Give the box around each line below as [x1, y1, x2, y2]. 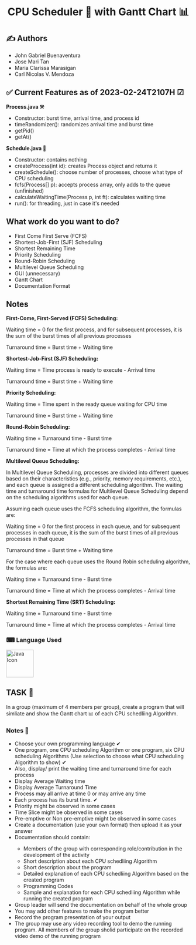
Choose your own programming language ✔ [14, 740, 121, 747]
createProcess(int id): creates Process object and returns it [14, 162, 157, 169]
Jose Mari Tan [14, 58, 50, 65]
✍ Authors [6, 33, 48, 43]
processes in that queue [6, 536, 64, 543]
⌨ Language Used [6, 636, 62, 644]
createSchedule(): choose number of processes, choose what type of [14, 169, 183, 176]
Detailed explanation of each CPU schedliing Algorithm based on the [23, 870, 189, 877]
